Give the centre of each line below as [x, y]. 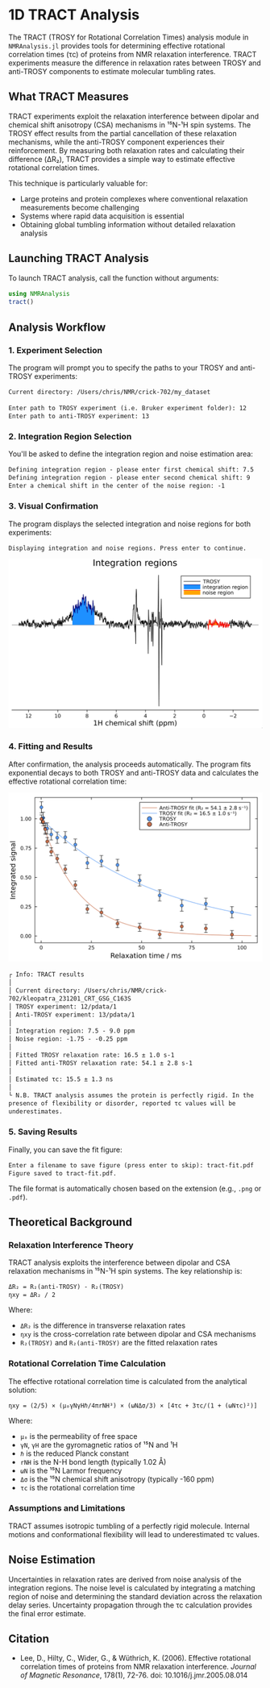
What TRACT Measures [69, 97]
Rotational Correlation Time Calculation [87, 1364]
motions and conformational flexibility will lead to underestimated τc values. [134, 1534]
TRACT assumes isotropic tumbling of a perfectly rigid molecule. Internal [129, 1526]
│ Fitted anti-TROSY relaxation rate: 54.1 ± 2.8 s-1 [101, 1063]
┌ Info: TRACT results [46, 975]
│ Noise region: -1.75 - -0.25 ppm [68, 1039]
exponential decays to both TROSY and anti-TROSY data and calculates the [134, 772]
